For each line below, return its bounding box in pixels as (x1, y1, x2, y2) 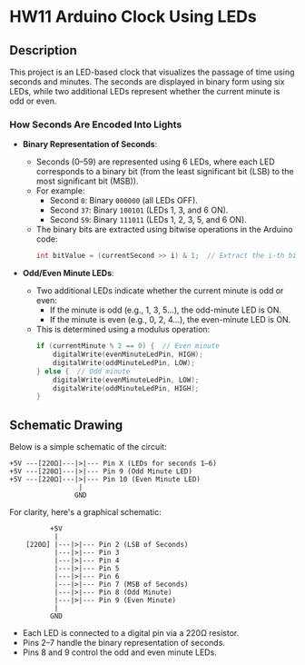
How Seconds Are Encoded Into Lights (9, 118, 182, 131)
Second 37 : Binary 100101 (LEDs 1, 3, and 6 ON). (49, 204, 229, 215)
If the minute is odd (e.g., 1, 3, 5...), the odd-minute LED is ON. (49, 304, 282, 315)
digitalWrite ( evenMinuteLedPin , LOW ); (53, 375, 200, 384)
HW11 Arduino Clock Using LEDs (9, 6, 257, 27)
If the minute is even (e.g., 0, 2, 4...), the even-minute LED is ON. (49, 314, 291, 325)
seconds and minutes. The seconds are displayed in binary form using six (9, 76, 285, 87)
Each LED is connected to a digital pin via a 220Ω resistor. (22, 628, 240, 639)
